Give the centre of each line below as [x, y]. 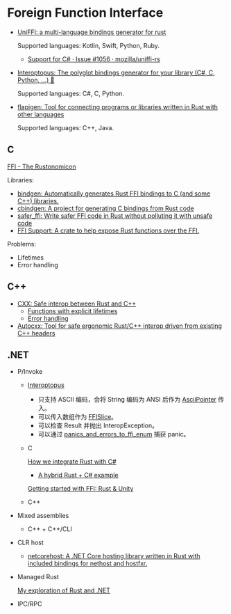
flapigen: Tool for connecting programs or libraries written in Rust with [118, 107]
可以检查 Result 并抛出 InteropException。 [98, 425]
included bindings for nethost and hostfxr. [87, 564]
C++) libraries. [38, 200]
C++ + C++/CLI [50, 529]
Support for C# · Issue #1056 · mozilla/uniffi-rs [94, 59]
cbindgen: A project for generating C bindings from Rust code [105, 208]
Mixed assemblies [43, 516]
